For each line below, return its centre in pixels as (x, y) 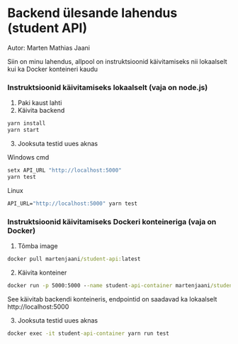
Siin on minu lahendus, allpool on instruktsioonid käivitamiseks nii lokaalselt (118, 61)
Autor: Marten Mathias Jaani (49, 48)
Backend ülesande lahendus (92, 13)
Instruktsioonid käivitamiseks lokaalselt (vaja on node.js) (108, 87)
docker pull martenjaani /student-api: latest (74, 259)
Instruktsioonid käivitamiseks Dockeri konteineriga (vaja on (112, 221)
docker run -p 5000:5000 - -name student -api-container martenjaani (109, 285)
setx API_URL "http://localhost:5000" (64, 170)
